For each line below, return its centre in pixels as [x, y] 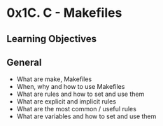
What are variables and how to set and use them [86, 116]
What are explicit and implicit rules [66, 101]
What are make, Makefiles [54, 79]
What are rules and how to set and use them [80, 94]
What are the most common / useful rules [77, 109]
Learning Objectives [52, 39]
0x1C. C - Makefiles [64, 13]
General [24, 62]
